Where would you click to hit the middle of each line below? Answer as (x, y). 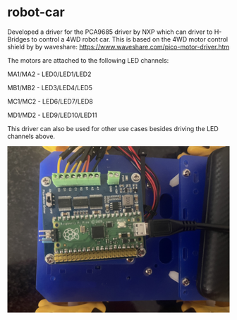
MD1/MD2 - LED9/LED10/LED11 (52, 115)
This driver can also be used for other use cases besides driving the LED (113, 128)
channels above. (31, 136)
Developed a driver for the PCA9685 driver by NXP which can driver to (110, 32)
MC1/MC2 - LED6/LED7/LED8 (50, 101)
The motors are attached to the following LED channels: (88, 60)
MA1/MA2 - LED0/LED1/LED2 (49, 74)
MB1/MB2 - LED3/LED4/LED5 (50, 87)
